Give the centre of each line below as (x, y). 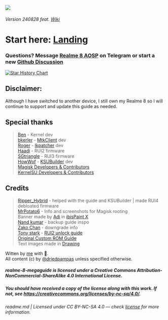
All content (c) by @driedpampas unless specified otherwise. (69, 259)
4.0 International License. (94, 276)
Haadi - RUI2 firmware (41, 151)
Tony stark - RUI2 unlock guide (50, 233)
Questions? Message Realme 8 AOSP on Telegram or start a (80, 55)
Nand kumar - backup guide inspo (53, 222)
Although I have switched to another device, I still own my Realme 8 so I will (84, 101)
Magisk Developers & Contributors (53, 167)
